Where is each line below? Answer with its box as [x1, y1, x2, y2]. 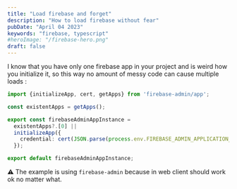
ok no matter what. [7, 175, 62, 183]
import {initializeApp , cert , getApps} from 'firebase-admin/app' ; [7, 91, 210, 98]
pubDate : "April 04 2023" [7, 23, 83, 30]
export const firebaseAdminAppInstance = [7, 116, 131, 123]
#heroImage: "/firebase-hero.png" [7, 37, 109, 44]
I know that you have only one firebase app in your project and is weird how [7, 63, 228, 70]
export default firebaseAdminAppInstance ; [7, 155, 134, 162]
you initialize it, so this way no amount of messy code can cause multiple [7, 70, 219, 78]
